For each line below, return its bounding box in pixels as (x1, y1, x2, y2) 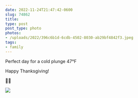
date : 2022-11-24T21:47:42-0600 (5, 7, 73, 12)
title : (5, 16, 19, 21)
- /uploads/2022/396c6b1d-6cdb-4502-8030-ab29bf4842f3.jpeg (5, 35, 134, 40)
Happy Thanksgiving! (5, 68, 49, 74)
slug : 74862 (5, 12, 30, 17)
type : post (5, 21, 28, 26)
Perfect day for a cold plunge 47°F (5, 58, 77, 64)
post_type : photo (5, 26, 42, 31)
